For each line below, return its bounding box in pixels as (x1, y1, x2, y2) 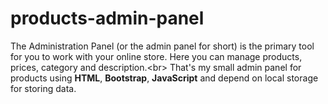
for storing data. (10, 82, 77, 94)
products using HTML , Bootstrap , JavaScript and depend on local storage (10, 72, 319, 84)
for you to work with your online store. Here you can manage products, (10, 50, 303, 62)
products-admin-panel (10, 7, 205, 30)
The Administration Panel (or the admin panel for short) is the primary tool (10, 40, 315, 52)
